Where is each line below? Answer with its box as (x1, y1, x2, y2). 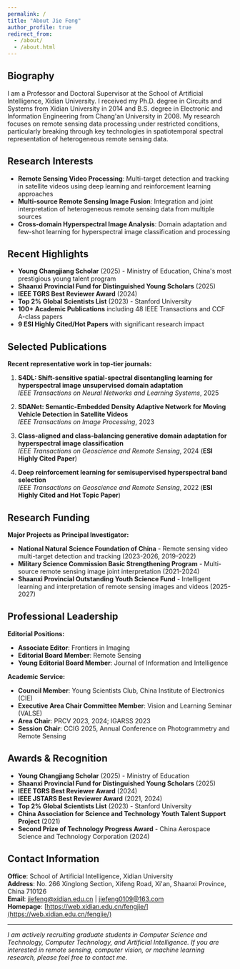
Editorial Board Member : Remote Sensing (17, 651, 141, 659)
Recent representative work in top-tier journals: (7, 360, 152, 368)
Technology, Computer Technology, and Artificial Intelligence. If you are (7, 938, 219, 946)
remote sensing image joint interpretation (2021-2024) (39, 567, 200, 576)
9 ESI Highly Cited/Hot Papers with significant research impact (17, 320, 205, 328)
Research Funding (7, 511, 91, 523)
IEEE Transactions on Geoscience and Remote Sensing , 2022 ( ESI (17, 483, 213, 492)
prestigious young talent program (17, 274, 116, 283)
